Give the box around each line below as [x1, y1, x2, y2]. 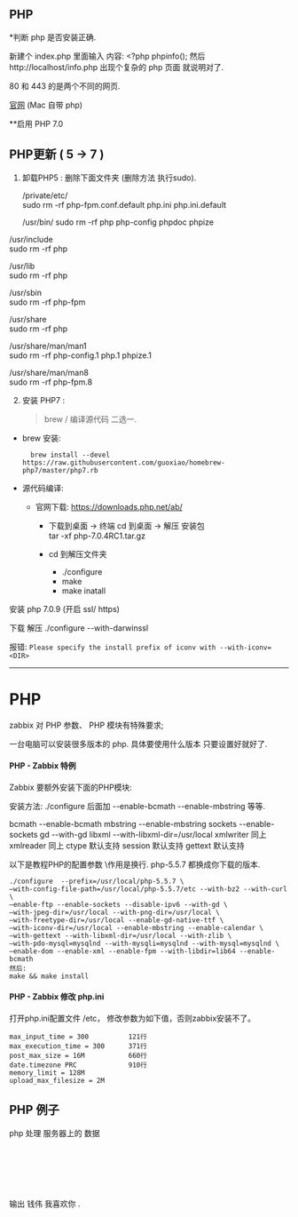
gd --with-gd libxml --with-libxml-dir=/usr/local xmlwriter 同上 [39, 829, 267, 839]
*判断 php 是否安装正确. [9, 31, 97, 43]
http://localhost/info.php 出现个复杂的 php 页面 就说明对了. [9, 61, 224, 72]
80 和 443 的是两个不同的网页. [9, 80, 122, 91]
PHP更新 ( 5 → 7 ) [9, 147, 105, 163]
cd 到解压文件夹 [48, 548, 107, 559]
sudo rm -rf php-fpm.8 [9, 377, 93, 387]
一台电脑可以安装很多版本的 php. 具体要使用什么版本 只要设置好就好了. [9, 738, 268, 749]
